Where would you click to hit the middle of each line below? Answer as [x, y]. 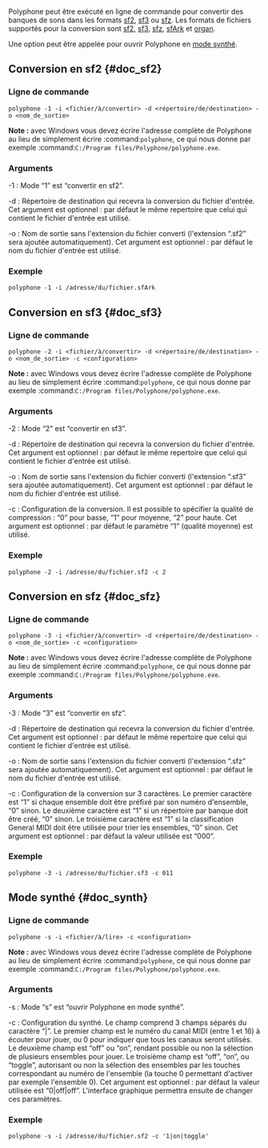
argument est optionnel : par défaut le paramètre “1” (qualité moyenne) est [131, 526]
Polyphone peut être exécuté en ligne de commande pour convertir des [126, 12]
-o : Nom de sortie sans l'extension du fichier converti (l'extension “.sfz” [127, 761]
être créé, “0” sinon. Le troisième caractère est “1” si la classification [121, 818]
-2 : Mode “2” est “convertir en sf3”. [67, 429]
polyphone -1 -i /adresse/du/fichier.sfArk [82, 288]
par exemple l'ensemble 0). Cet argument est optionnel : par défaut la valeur [134, 1082]
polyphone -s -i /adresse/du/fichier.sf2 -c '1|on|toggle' [109, 1136]
